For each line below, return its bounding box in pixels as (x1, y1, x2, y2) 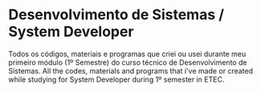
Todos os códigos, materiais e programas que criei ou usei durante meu (8, 49, 247, 58)
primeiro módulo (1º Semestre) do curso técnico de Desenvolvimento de (8, 58, 247, 67)
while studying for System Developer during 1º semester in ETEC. (8, 74, 225, 84)
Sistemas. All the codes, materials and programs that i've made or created (8, 66, 254, 75)
